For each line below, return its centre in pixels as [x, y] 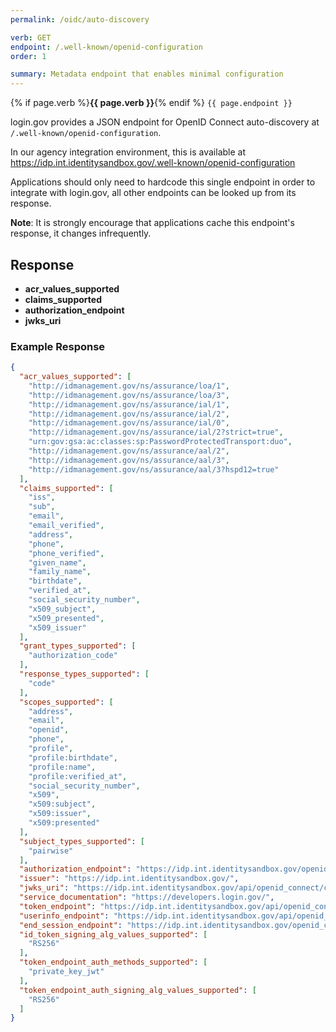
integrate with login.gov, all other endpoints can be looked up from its [153, 193]
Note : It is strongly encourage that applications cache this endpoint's [152, 223]
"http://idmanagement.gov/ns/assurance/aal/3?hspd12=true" [154, 469]
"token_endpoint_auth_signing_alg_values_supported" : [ [138, 990]
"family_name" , [60, 572]
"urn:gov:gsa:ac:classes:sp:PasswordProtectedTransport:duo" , [160, 442]
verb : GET [31, 37]
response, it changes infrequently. [81, 233]
